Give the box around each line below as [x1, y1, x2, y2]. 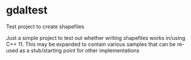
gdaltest [6, 4, 48, 17]
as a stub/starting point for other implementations [19, 46, 140, 54]
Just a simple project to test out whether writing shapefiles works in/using [6, 34, 186, 41]
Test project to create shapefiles [6, 23, 85, 30]
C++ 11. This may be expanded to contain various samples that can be [6, 41, 176, 48]
